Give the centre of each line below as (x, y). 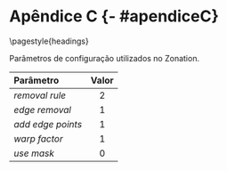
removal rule (40, 95)
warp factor (39, 138)
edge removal (42, 110)
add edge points (48, 124)
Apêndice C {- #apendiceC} (114, 16)
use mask (34, 153)
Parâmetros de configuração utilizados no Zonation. (105, 58)
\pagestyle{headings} (49, 41)
